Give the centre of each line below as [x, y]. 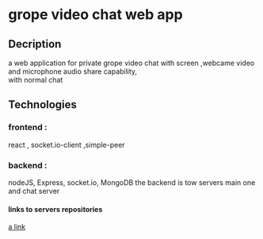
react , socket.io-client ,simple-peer [67, 145]
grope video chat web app [96, 15]
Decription [35, 44]
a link [17, 227]
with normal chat [36, 80]
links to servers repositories [55, 209]
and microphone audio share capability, [72, 71]
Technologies [43, 105]
